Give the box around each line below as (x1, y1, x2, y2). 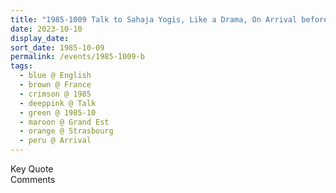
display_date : (10, 33, 70, 43)
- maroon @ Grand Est (19, 117, 110, 127)
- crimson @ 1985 (19, 89, 92, 99)
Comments (10, 174, 56, 185)
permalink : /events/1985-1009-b (10, 52, 145, 62)
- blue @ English (19, 71, 92, 81)
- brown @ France (19, 80, 92, 90)
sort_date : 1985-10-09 (10, 42, 105, 53)
